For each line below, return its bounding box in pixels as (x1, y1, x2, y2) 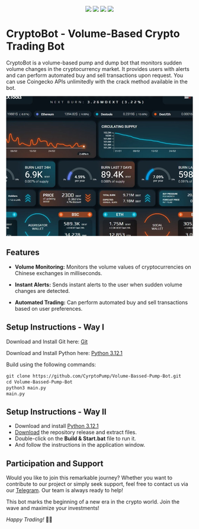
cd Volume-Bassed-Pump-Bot (6, 379, 73, 385)
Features (6, 247, 40, 257)
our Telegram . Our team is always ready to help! (6, 487, 123, 494)
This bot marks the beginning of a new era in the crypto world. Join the (6, 498, 179, 505)
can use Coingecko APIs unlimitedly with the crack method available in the (6, 78, 188, 85)
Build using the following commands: (6, 361, 97, 368)
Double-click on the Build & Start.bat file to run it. (14, 435, 136, 442)
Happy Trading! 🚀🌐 (6, 516, 53, 523)
